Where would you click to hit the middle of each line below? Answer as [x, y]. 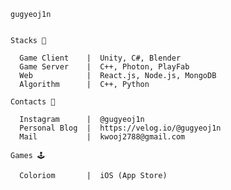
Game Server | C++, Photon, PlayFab [104, 67]
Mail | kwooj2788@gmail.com [102, 137]
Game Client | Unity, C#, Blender [100, 58]
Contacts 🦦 [33, 102]
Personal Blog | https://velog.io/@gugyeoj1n [120, 128]
